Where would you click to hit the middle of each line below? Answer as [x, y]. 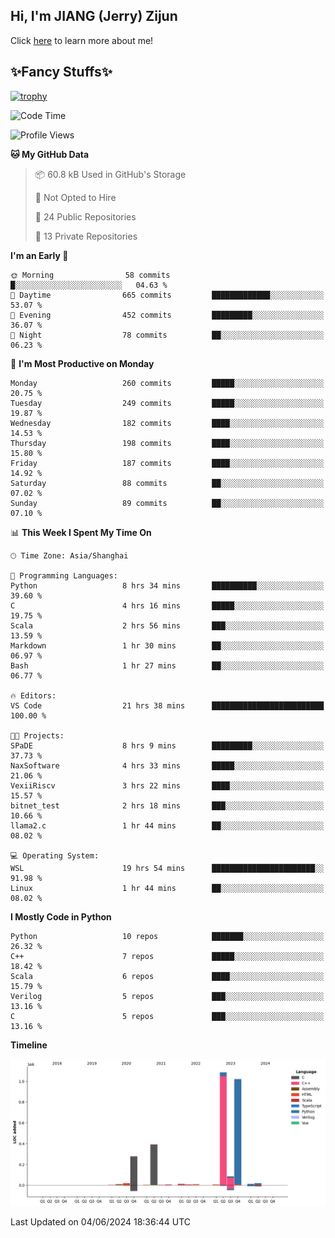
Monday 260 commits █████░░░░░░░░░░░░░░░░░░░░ [167, 383]
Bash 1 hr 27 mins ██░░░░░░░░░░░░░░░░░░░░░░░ [167, 665]
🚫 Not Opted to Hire [75, 197]
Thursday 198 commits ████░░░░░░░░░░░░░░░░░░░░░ [167, 443]
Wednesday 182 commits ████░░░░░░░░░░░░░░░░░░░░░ [167, 423]
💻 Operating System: [55, 855]
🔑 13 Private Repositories [86, 236]
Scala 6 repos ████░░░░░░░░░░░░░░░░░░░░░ [167, 976]
